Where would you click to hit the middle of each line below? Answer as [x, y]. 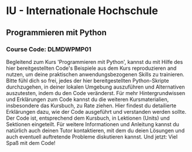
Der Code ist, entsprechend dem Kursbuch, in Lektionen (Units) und [88, 118]
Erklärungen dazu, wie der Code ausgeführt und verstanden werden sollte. [96, 112]
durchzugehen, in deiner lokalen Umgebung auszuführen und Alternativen [96, 87]
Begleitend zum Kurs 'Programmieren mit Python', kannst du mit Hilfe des [95, 62]
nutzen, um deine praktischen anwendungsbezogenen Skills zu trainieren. [95, 74]
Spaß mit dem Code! [31, 143]
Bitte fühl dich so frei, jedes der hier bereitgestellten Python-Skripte [88, 80]
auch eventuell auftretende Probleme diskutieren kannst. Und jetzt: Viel [92, 137]
